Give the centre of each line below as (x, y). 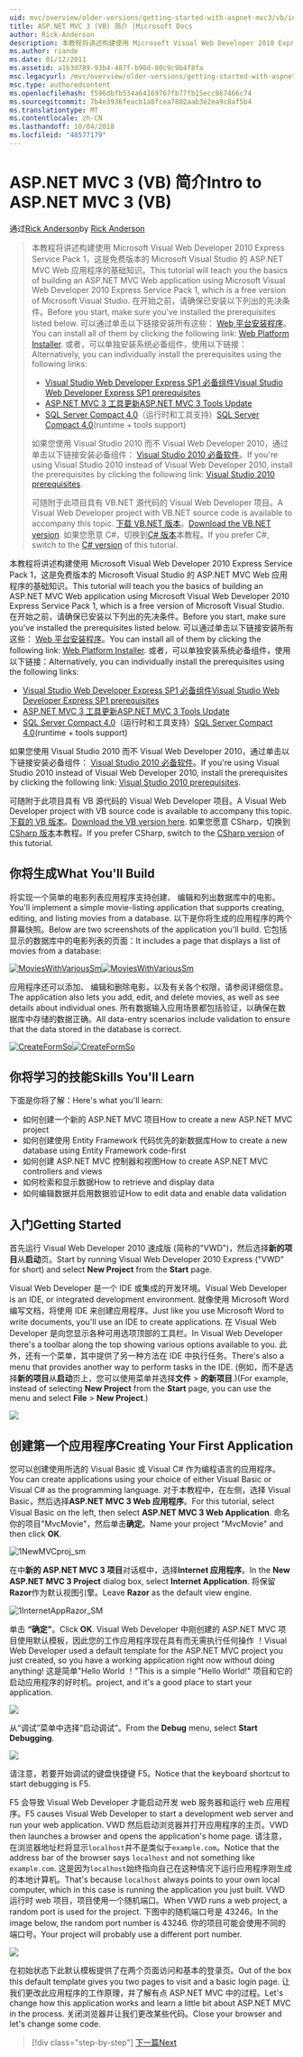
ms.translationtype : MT (54, 110)
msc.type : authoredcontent (60, 85)
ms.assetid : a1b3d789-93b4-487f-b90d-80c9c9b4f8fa (106, 69)
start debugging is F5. (50, 1784)
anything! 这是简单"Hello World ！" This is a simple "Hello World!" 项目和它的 (151, 1671)
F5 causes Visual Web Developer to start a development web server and (160, 1813)
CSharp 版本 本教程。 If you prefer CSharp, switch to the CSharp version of (147, 833)
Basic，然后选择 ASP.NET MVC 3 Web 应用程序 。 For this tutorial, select (142, 1501)
